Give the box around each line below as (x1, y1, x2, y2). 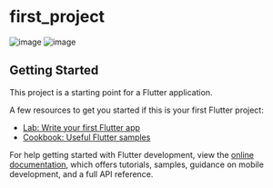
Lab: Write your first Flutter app (22, 122, 141, 133)
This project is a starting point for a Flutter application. (9, 86, 213, 97)
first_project (9, 6, 106, 27)
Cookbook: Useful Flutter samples (22, 132, 151, 143)
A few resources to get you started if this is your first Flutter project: (9, 104, 264, 115)
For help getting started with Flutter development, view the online (9, 149, 255, 160)
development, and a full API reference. (9, 168, 154, 179)
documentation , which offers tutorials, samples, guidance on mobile (9, 159, 264, 170)
